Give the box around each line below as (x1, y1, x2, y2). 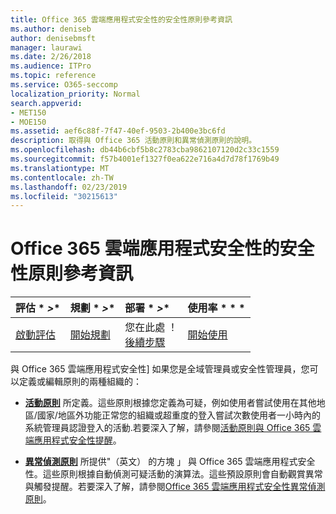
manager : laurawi (10, 42, 83, 53)
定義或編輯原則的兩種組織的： (18, 376, 142, 388)
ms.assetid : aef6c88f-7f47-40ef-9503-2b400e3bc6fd (10, 126, 226, 136)
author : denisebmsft (10, 33, 97, 43)
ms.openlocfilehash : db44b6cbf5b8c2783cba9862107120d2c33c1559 (10, 145, 280, 155)
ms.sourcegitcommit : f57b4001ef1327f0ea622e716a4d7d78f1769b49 (10, 154, 280, 164)
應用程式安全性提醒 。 (33, 434, 122, 446)
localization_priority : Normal (10, 89, 141, 99)
